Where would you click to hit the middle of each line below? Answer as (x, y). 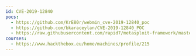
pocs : (12, 17)
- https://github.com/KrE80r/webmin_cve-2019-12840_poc (80, 22)
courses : (16, 38)
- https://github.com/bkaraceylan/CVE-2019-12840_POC (78, 28)
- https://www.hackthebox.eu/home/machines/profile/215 (80, 44)
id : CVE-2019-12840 (29, 11)
